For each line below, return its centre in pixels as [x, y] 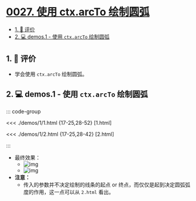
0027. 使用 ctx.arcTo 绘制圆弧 [78, 12]
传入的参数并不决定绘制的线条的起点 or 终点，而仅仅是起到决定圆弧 [104, 185]
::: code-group [23, 111]
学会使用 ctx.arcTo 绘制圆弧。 [51, 74]
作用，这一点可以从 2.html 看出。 [74, 192]
